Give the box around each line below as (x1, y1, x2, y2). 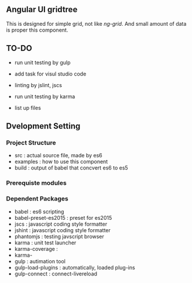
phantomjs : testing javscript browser (14, 233, 104, 240)
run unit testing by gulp (14, 58, 71, 66)
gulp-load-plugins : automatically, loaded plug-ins (14, 264, 136, 271)
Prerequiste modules (6, 179, 67, 187)
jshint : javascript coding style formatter (14, 226, 111, 233)
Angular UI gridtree (6, 5, 78, 15)
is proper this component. (6, 26, 68, 33)
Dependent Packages (6, 195, 68, 203)
